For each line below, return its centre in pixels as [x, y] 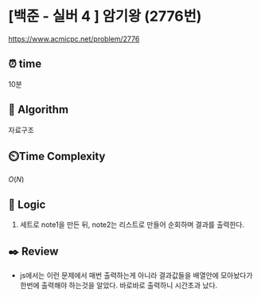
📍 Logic [27, 204]
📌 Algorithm [39, 109]
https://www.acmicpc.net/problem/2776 [74, 39]
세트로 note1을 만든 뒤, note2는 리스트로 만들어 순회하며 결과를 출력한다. [132, 225]
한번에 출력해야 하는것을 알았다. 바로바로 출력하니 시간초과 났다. [119, 285]
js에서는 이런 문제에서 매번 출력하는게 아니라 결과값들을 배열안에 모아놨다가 [136, 275]
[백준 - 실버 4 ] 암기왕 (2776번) [105, 16]
